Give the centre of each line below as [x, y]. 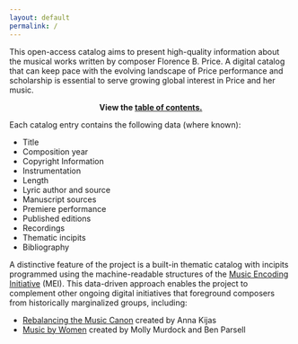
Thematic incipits [54, 237]
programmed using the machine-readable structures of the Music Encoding [149, 274]
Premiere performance [64, 208]
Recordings [44, 228]
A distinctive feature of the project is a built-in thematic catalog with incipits [149, 264]
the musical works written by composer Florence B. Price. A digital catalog [147, 61]
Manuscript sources [59, 199]
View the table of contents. [151, 107]
